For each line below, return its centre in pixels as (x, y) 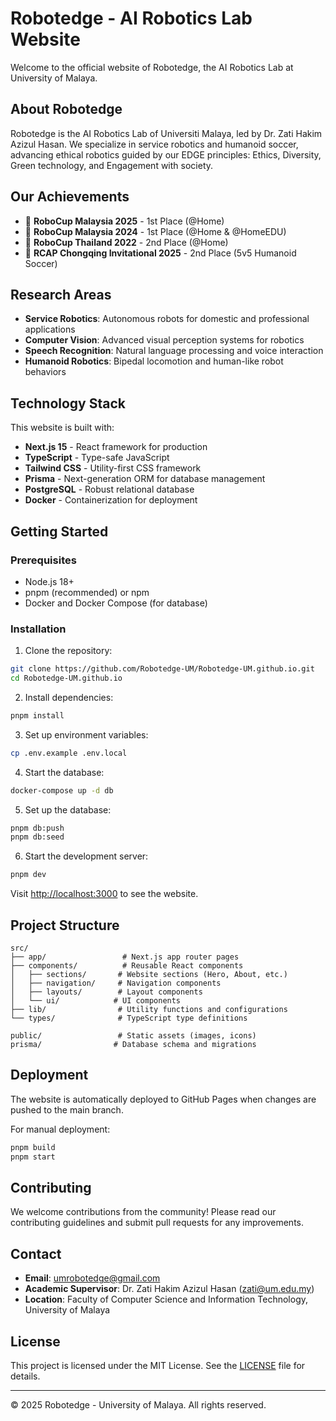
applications (50, 329)
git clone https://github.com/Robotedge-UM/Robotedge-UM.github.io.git (162, 669)
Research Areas (61, 294)
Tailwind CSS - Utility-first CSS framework (113, 468)
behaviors (45, 372)
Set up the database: (68, 809)
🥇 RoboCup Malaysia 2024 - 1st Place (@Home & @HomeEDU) (155, 231)
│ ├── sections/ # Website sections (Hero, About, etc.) (149, 974)
